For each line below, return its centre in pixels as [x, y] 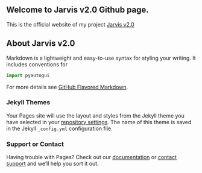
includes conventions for [37, 64]
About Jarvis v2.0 [41, 44]
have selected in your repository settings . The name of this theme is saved [99, 122]
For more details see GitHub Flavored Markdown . [67, 87]
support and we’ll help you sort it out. [52, 164]
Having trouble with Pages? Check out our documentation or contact [91, 157]
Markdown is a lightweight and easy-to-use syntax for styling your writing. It [101, 58]
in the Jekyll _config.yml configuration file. [59, 128]
